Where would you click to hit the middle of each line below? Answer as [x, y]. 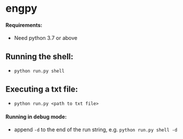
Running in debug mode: [36, 117]
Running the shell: [40, 57]
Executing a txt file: [42, 89]
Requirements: [24, 25]
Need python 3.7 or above [46, 38]
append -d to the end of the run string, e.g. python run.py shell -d [96, 130]
